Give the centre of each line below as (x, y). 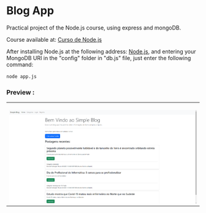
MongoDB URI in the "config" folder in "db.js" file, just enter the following (99, 58)
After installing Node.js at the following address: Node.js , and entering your (101, 51)
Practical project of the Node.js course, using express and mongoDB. (94, 28)
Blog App (30, 11)
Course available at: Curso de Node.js (54, 39)
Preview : (21, 92)
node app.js (21, 76)
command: (20, 64)
